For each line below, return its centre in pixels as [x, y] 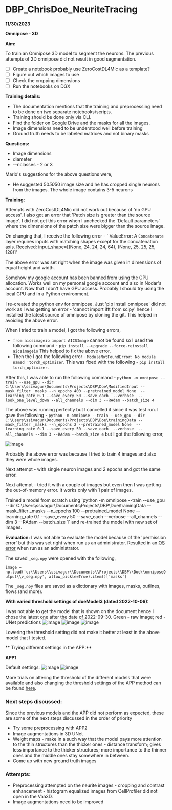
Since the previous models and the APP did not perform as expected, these [85, 713]
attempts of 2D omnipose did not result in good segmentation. [71, 59]
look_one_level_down [27, 400]
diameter [22, 159]
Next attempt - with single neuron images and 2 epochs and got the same [83, 469]
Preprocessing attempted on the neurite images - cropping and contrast [89, 785]
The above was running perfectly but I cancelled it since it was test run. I [82, 410]
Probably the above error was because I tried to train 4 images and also [81, 454]
